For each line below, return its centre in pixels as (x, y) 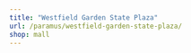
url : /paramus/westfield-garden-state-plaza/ (95, 26)
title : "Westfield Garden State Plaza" (84, 18)
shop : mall (30, 34)
